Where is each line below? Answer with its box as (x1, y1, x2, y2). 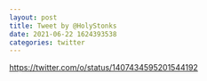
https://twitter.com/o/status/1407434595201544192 (9, 62, 198, 73)
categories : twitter (9, 37, 86, 47)
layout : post (9, 12, 58, 22)
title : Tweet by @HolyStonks (9, 21, 117, 30)
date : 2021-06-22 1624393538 (9, 29, 117, 38)
